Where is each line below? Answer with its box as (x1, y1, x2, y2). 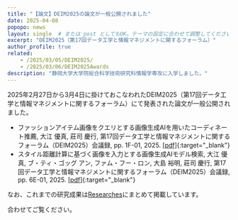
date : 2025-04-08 (7, 17, 59, 24)
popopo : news (7, 23, 46, 31)
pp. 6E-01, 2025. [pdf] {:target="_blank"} (17, 175, 136, 184)
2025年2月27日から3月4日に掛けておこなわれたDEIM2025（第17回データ (7, 90, 221, 99)
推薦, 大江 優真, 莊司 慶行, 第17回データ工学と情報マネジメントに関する (23, 132, 231, 141)
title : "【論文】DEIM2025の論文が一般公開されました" (7, 10, 151, 18)
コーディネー (190, 123, 228, 131)
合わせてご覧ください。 (7, 205, 76, 214)
